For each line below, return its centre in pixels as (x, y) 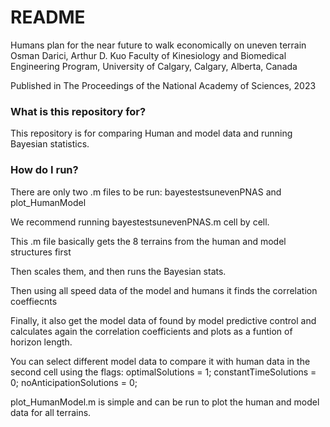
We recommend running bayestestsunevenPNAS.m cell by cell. (140, 222)
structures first (41, 252)
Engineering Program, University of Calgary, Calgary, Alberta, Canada (154, 66)
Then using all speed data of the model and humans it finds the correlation (164, 290)
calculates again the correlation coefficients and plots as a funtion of (151, 331)
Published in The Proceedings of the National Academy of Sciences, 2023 (163, 85)
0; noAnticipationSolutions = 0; (74, 382)
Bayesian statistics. (50, 144)
